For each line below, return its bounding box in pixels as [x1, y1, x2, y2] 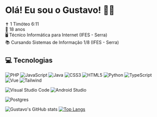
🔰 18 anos [5, 26, 25, 32]
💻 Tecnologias [5, 56, 53, 65]
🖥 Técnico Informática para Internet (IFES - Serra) [5, 32, 107, 38]
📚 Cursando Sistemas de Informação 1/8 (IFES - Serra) [5, 39, 119, 45]
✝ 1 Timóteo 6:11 [5, 21, 39, 27]
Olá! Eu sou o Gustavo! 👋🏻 [5, 4, 115, 16]
